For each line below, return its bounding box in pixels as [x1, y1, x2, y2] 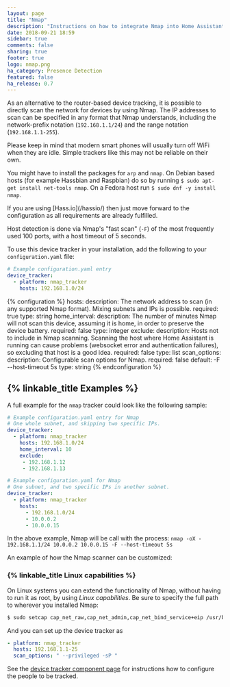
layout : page [7, 10, 44, 17]
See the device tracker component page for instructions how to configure [7, 665, 214, 673]
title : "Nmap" [7, 16, 48, 23]
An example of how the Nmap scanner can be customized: [7, 553, 172, 562]
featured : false [7, 73, 53, 81]
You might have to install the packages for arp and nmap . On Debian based [7, 169, 215, 177]
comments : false [7, 42, 53, 49]
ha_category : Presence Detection [7, 67, 103, 74]
